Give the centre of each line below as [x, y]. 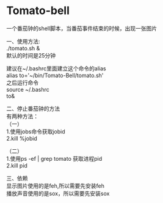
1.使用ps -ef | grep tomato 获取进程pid [54, 158]
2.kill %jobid [22, 138]
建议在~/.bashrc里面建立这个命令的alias [56, 68]
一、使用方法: [24, 41]
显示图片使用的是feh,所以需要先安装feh [56, 186]
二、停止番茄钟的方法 [33, 108]
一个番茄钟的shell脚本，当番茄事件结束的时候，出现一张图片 [82, 28]
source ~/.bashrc [28, 89]
